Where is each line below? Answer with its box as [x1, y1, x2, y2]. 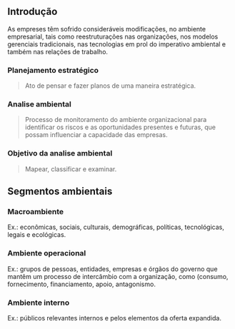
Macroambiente [7, 207, 64, 217]
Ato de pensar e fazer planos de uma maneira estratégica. [24, 81, 196, 90]
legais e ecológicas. [7, 231, 66, 239]
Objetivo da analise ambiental [7, 148, 113, 158]
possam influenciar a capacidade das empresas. [24, 131, 168, 139]
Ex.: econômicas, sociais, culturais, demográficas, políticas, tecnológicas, [7, 223, 225, 231]
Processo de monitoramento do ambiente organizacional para [24, 116, 207, 124]
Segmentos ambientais [7, 186, 113, 198]
